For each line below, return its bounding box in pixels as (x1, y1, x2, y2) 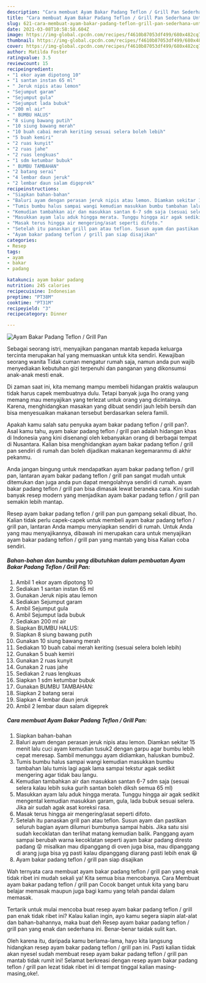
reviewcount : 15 (7, 60, 48, 66)
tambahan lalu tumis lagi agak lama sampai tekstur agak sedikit (15, 765, 175, 772)
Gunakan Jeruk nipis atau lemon (15, 592, 97, 599)
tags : (7, 249, 21, 255)
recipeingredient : (7, 66, 54, 72)
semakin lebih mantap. (7, 498, 64, 506)
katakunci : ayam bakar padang (7, 277, 84, 283)
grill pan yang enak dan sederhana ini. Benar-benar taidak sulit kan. (7, 925, 177, 933)
